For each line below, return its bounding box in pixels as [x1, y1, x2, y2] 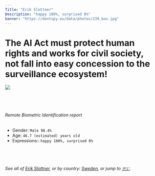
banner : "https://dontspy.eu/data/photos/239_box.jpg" [5, 16, 119, 21]
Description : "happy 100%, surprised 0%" [5, 12, 91, 17]
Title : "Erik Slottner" [5, 7, 54, 12]
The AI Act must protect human [5, 37, 135, 48]
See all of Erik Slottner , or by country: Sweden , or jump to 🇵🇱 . [5, 165, 131, 171]
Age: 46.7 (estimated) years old [12, 132, 80, 138]
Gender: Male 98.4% [12, 127, 52, 133]
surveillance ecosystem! [5, 68, 108, 80]
